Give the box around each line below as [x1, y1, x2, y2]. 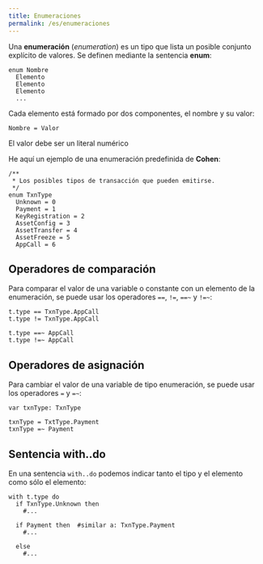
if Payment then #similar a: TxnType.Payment [15, 521, 176, 529]
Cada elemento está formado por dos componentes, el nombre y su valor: [8, 108, 255, 118]
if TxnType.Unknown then [15, 499, 100, 508]
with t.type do [8, 493, 60, 501]
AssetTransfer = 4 [15, 226, 78, 235]
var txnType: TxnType [8, 404, 82, 413]
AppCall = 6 [15, 240, 57, 248]
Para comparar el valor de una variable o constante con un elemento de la [8, 284, 255, 294]
